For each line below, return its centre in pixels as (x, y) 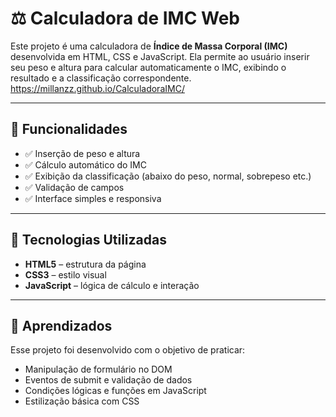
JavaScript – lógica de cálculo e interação (112, 285)
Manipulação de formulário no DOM (98, 369)
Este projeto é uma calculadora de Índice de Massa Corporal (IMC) (149, 46)
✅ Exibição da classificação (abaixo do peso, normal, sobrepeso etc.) (168, 176)
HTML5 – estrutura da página (85, 264)
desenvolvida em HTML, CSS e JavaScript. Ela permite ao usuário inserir (160, 56)
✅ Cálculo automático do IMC (85, 164)
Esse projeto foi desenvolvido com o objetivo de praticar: (128, 350)
